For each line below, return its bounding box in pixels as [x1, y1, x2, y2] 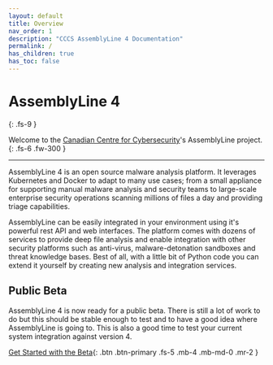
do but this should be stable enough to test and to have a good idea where [8, 314, 258, 324]
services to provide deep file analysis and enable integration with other [8, 234, 246, 244]
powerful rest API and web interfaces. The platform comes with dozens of [8, 225, 256, 236]
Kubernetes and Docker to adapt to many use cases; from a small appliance [8, 176, 262, 185]
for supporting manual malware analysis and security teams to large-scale [8, 184, 258, 193]
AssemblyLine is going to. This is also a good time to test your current [8, 323, 242, 332]
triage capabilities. [8, 201, 71, 211]
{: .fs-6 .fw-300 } [8, 143, 67, 153]
